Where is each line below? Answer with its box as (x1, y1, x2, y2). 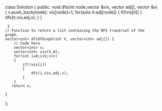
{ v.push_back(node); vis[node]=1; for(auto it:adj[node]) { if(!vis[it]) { (5, 9, 142, 15)
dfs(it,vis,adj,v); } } (5, 15, 42, 20)
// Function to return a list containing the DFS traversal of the (5, 28, 145, 33)
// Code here (14, 41, 40, 46)
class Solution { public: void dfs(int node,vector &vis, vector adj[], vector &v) (5, 4, 158, 10)
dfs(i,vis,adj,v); (31, 71, 69, 75)
